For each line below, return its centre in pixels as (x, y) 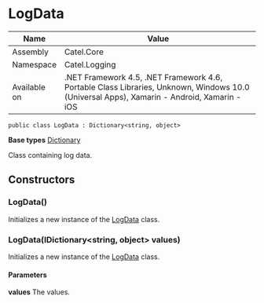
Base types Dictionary (44, 140)
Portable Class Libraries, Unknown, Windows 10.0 (157, 87)
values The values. (39, 292)
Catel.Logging (90, 64)
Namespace (35, 64)
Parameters (27, 275)
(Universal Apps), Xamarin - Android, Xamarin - (153, 97)
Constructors (42, 180)
